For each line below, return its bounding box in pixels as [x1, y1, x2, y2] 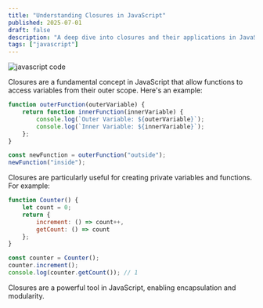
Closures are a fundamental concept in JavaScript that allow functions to [8, 78, 243, 87]
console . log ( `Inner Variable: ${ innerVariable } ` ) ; [36, 122, 205, 130]
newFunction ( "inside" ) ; [8, 158, 86, 167]
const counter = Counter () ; [8, 254, 100, 263]
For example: [8, 181, 51, 190]
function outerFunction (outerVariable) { [8, 101, 146, 109]
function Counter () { [8, 197, 79, 205]
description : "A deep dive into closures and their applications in [8, 33, 236, 42]
